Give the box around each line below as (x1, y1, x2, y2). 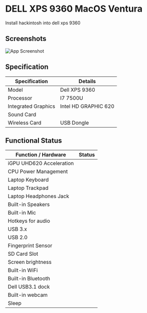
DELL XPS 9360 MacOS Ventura (5, 3, 143, 15)
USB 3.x (8, 226, 27, 233)
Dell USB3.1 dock (8, 283, 50, 290)
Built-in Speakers (8, 201, 50, 208)
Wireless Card (8, 119, 42, 126)
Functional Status (5, 136, 62, 145)
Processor (8, 94, 32, 101)
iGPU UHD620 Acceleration (8, 160, 75, 167)
